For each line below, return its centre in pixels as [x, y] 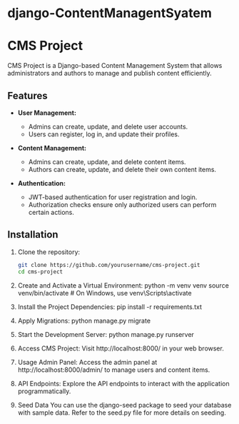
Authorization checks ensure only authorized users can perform [122, 204]
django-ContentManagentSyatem [110, 13]
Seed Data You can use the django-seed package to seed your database [124, 405]
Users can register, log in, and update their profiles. [104, 134]
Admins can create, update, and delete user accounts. [108, 126]
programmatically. [44, 391]
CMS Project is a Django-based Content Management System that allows [115, 66]
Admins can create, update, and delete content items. [107, 161]
